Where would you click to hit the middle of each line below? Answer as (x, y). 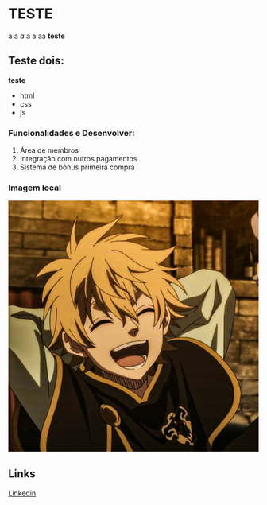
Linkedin (22, 493)
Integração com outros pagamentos (78, 159)
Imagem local (35, 188)
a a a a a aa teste (37, 36)
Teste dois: (37, 61)
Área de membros (49, 150)
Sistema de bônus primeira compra (77, 167)
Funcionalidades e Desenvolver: (72, 133)
